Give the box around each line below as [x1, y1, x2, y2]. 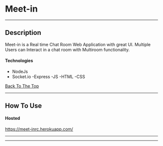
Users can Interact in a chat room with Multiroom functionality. [5, 47, 130, 52]
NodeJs [12, 68, 28, 74]
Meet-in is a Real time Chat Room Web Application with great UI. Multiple [5, 41, 151, 47]
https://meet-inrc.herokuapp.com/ [5, 126, 74, 132]
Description [5, 29, 41, 37]
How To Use [5, 102, 42, 110]
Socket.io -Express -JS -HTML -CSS [12, 74, 85, 80]
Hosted [5, 115, 20, 121]
